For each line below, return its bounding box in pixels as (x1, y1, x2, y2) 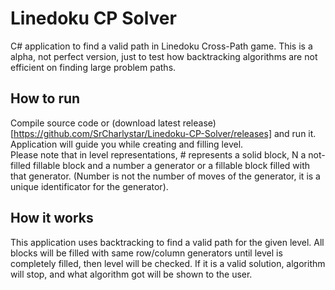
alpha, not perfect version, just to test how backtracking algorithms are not (10, 50, 318, 62)
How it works (10, 210, 94, 227)
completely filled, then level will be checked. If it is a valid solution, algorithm (10, 257, 326, 269)
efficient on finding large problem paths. (10, 61, 177, 73)
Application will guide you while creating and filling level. (10, 138, 244, 150)
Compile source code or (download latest (10, 117, 181, 129)
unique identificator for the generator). (10, 180, 169, 192)
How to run (10, 90, 81, 107)
